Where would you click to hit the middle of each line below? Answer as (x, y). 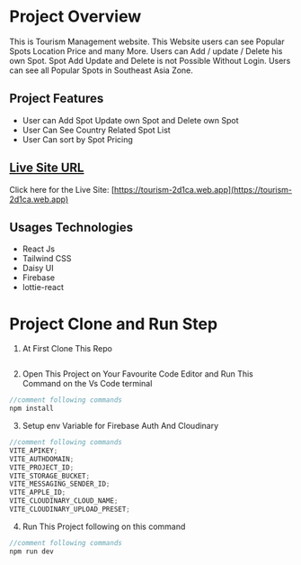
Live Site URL (47, 168)
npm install (31, 409)
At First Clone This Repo (67, 349)
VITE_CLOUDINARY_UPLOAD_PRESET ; (70, 510)
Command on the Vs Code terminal (87, 384)
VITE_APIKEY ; (34, 451)
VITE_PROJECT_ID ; (42, 467)
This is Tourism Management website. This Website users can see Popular (147, 41)
